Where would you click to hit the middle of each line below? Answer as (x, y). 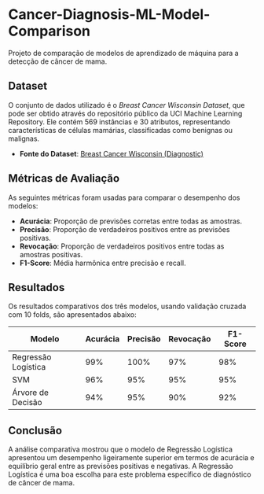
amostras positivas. (51, 254)
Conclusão (35, 430)
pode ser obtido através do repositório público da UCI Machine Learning (125, 113)
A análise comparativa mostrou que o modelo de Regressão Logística (121, 449)
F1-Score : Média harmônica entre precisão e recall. (103, 263)
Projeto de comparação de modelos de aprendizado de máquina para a (123, 53)
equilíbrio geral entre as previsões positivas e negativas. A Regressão (121, 466)
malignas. (24, 138)
